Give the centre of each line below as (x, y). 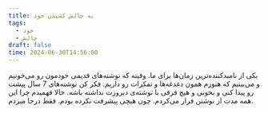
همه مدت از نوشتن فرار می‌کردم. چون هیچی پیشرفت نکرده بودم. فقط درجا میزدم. (131, 101)
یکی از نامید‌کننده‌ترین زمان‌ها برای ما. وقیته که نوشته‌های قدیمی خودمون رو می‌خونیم (133, 75)
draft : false (30, 45)
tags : (17, 23)
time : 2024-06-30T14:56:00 (53, 53)
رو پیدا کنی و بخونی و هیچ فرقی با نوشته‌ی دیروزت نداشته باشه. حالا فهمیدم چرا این (131, 92)
